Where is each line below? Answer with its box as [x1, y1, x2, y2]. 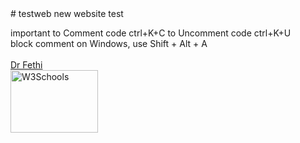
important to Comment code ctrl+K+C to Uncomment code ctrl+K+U [10, 27, 292, 39]
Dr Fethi [10, 59, 43, 71]
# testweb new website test [10, 8, 124, 19]
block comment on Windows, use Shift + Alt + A [10, 38, 208, 49]
